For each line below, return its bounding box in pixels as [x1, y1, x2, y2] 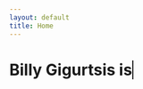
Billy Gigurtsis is [9, 60, 132, 80]
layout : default [9, 12, 70, 22]
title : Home [9, 21, 54, 30]
